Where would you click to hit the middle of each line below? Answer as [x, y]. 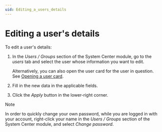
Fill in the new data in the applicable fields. [55, 85]
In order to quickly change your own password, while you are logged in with [81, 114]
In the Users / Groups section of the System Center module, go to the [82, 56]
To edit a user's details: [29, 47]
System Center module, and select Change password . [59, 124]
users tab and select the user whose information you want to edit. [78, 62]
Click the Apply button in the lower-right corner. [60, 95]
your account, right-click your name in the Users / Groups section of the [78, 119]
